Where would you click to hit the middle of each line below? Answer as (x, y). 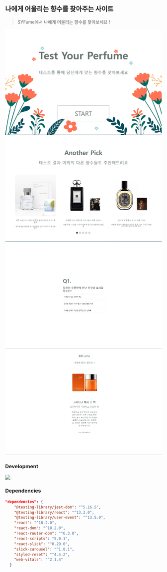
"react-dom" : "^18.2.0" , (40, 528)
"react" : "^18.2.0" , (35, 523)
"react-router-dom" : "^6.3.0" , (46, 534)
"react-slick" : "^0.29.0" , (42, 544)
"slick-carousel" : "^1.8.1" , (44, 549)
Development (22, 467)
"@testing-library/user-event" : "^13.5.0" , (60, 518)
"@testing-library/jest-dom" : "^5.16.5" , (57, 507)
